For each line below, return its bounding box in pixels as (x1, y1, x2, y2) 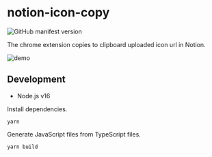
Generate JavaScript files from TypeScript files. (7, 130, 142, 138)
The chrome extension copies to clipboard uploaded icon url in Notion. (7, 40, 207, 48)
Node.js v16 (16, 91, 51, 100)
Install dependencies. (7, 104, 68, 113)
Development (7, 74, 66, 85)
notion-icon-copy (7, 5, 110, 20)
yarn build (7, 143, 38, 150)
